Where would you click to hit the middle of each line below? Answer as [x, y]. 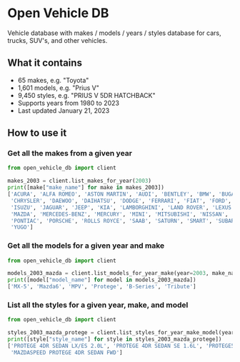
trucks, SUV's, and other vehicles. [57, 40]
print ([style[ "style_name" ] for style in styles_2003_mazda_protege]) [115, 340]
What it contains [45, 63]
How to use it [37, 133]
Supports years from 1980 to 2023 [69, 103]
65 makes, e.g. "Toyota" [53, 80]
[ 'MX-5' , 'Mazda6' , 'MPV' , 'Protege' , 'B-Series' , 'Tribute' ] [102, 287]
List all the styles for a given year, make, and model [98, 305]
